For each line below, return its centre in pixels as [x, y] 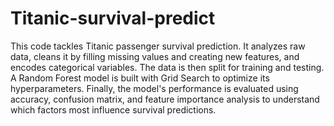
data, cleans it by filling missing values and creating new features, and [155, 56]
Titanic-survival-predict [113, 18]
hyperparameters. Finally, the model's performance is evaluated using [154, 88]
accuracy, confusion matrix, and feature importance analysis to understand [165, 99]
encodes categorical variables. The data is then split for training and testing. [167, 67]
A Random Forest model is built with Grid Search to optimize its [140, 78]
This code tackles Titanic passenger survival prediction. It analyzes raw [158, 46]
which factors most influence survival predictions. [113, 109]
